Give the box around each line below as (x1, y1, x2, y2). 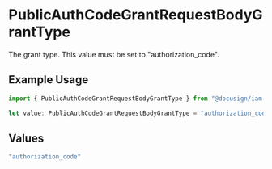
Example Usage (8, 73, 89, 87)
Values (8, 131, 45, 145)
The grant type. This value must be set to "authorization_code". (8, 49, 220, 59)
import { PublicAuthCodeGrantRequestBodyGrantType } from (8, 95, 208, 103)
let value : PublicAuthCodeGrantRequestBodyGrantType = (8, 109, 198, 117)
